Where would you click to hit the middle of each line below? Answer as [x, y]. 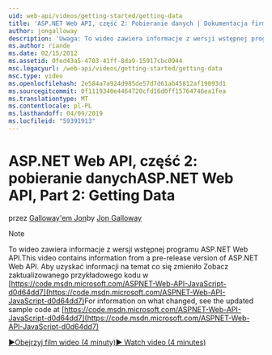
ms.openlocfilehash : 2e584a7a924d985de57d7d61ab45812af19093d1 [117, 83]
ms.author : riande [39, 46]
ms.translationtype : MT [49, 99]
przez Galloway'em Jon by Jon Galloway [75, 218]
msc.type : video [36, 76]
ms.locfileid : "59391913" [52, 121]
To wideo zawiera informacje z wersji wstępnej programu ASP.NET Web [128, 249]
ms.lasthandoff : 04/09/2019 [56, 114]
